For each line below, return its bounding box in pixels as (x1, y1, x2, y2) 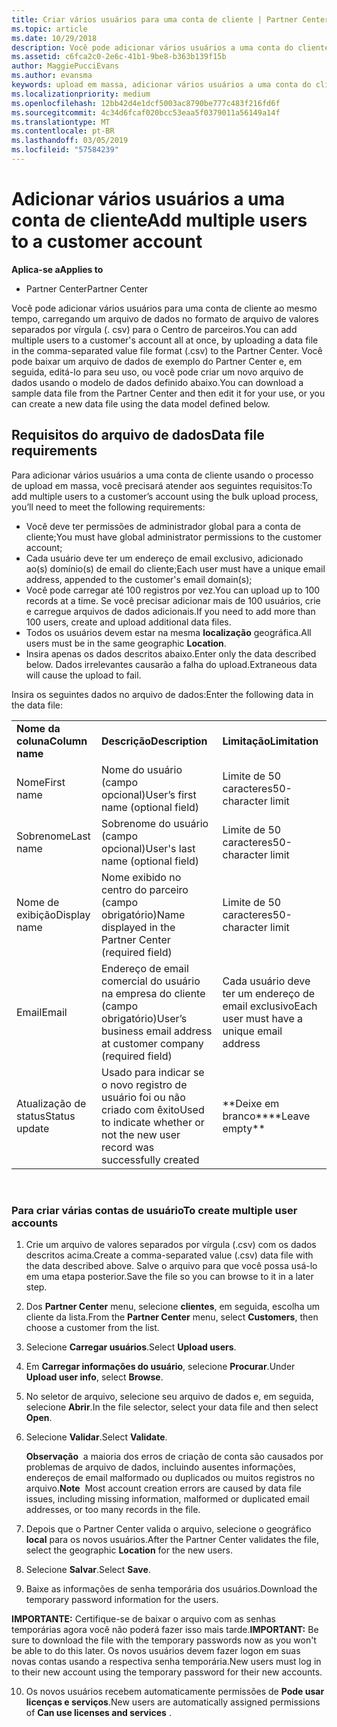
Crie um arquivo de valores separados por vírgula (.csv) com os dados (25, 1238, 317, 1250)
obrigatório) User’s (101, 1011, 188, 1025)
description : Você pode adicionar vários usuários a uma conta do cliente (11, 42, 330, 53)
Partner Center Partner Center (25, 282, 149, 295)
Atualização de (16, 1096, 87, 1110)
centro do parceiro (101, 882, 189, 896)
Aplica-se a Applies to (11, 263, 104, 275)
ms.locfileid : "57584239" (11, 145, 119, 155)
